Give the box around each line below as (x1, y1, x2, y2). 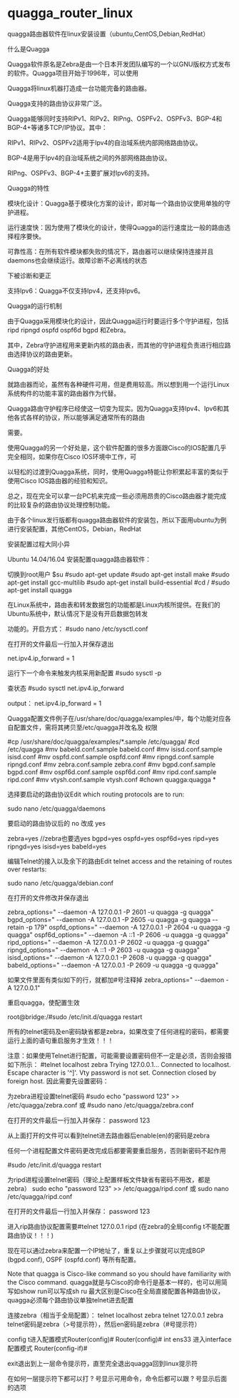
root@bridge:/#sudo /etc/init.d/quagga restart (7, 1012, 143, 1021)
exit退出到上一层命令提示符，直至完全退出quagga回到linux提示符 (7, 1359, 198, 1367)
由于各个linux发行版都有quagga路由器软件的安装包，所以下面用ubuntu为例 (7, 515, 227, 524)
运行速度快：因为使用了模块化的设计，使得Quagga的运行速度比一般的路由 (7, 223, 225, 231)
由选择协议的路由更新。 (7, 350, 76, 358)
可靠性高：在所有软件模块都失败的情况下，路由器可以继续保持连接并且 (7, 247, 214, 255)
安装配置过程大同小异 (7, 540, 70, 548)
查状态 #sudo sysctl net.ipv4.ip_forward (7, 684, 124, 692)
